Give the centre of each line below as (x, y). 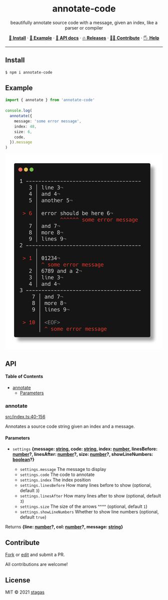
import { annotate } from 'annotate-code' (50, 100)
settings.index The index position (55, 480)
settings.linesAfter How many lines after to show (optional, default (90, 496)
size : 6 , (23, 132)
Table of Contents (24, 376)
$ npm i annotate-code (29, 72)
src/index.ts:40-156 (25, 417)
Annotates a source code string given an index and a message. (70, 426)
